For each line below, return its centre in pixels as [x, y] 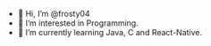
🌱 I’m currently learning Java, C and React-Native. [110, 32]
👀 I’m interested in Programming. [78, 23]
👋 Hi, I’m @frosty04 [54, 14]
